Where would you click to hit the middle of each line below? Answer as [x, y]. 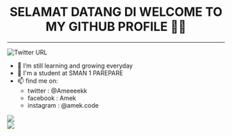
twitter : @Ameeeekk [57, 90]
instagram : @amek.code [63, 105]
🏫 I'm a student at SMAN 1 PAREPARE [70, 72]
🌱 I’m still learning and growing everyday [75, 66]
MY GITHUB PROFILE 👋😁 [116, 27]
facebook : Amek [52, 98]
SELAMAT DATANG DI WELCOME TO [116, 12]
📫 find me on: [38, 81]
